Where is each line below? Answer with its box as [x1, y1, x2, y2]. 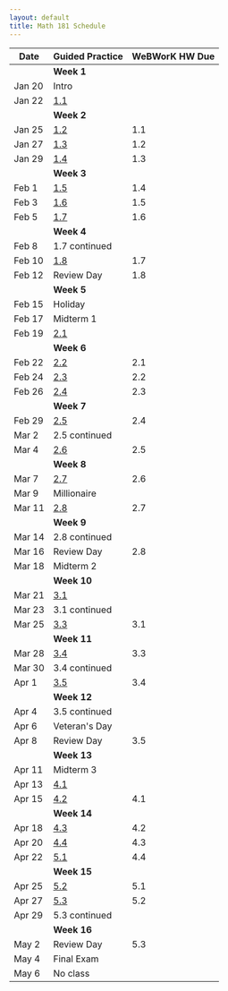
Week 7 [53, 399, 87, 412]
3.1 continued [53, 603, 113, 616]
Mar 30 [13, 662, 45, 674]
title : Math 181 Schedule [9, 21, 106, 30]
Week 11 [53, 632, 92, 645]
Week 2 [53, 108, 87, 121]
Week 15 [53, 865, 92, 877]
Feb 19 [13, 327, 44, 339]
